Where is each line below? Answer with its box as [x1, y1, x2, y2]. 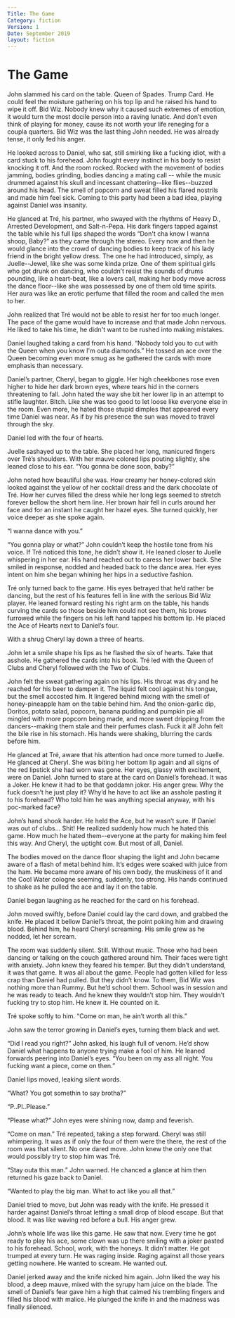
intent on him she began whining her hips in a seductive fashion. [7, 571, 194, 579]
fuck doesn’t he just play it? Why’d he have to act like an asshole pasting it [7, 788, 222, 797]
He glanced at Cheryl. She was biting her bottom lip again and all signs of [7, 758, 220, 767]
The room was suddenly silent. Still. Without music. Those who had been [7, 946, 218, 954]
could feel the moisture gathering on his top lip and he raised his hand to [7, 98, 217, 106]
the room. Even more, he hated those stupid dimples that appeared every [7, 405, 219, 414]
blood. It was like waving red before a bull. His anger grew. [7, 1215, 177, 1224]
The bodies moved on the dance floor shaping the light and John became [7, 853, 220, 861]
